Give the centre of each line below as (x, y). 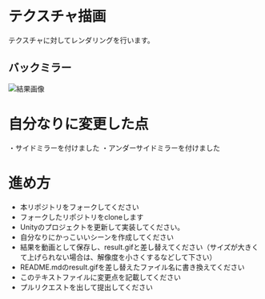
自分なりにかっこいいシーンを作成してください (97, 236)
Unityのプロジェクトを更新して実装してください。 (102, 227)
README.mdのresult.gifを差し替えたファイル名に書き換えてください (132, 267)
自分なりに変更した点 (79, 124)
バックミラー (40, 68)
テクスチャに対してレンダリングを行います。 (81, 40)
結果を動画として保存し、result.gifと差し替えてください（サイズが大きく (139, 247)
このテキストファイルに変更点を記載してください (100, 277)
